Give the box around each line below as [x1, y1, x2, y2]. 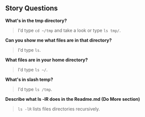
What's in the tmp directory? [5, 17, 67, 23]
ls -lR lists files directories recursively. [17, 106, 100, 112]
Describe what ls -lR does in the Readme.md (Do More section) [5, 96, 140, 102]
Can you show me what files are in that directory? [5, 37, 112, 43]
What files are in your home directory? [5, 57, 88, 63]
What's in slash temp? [5, 76, 53, 83]
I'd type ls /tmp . [17, 86, 52, 92]
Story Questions [5, 4, 58, 13]
